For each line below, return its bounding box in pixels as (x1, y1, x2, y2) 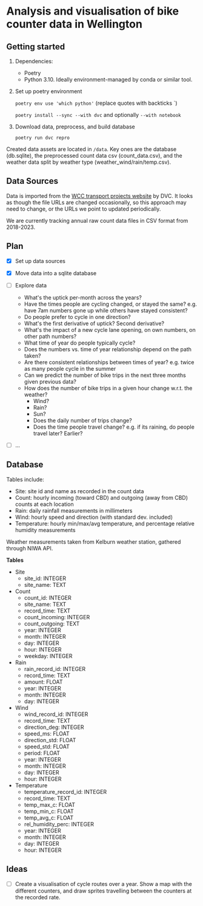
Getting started (6, 41, 65, 52)
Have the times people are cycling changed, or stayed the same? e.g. (24, 300, 197, 307)
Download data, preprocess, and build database (15, 123, 135, 130)
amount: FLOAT (24, 678, 63, 686)
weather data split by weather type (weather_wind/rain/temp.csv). (6, 158, 171, 166)
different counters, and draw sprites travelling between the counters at (15, 887, 192, 894)
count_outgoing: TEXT (24, 620, 80, 627)
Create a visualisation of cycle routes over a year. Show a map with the (15, 880, 192, 887)
